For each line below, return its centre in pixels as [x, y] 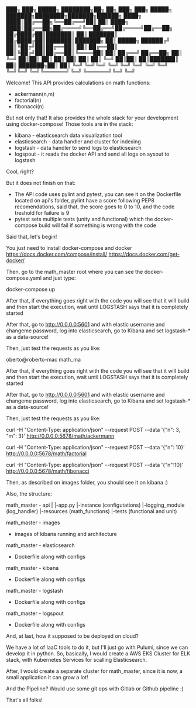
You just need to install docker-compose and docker [69, 248]
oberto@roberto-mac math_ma [43, 360]
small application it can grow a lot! [47, 677]
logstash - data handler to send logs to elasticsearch [78, 148]
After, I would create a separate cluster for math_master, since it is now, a [94, 671]
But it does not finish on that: [41, 183]
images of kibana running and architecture [66, 534]
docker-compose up [31, 289]
